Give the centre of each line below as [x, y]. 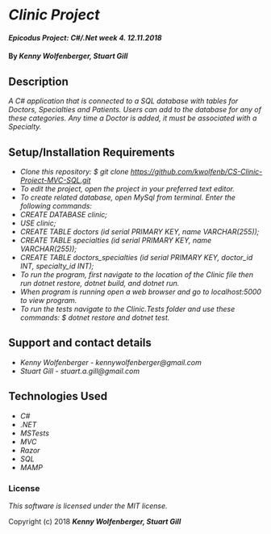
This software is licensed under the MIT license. [88, 506]
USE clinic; [38, 223]
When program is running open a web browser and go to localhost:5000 [141, 292]
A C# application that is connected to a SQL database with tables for [123, 101]
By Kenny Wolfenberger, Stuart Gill [68, 56]
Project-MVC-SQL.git [55, 180]
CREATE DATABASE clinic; [63, 214]
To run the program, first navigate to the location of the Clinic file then [137, 275]
